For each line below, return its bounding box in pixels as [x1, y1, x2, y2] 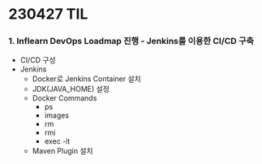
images [44, 110, 70, 120]
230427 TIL [8, 5, 88, 24]
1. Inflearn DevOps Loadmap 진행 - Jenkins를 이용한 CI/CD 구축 [8, 36, 254, 47]
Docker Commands [32, 93, 97, 103]
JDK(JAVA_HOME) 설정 [32, 84, 110, 94]
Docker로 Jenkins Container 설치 [32, 74, 142, 84]
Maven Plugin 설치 [32, 146, 93, 156]
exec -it [44, 136, 71, 146]
